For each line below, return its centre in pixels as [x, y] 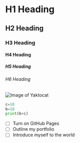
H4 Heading [18, 55]
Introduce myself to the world [44, 135]
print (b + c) [17, 114]
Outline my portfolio [33, 129]
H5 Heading [18, 66]
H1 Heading [30, 9]
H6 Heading [18, 79]
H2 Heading [24, 28]
